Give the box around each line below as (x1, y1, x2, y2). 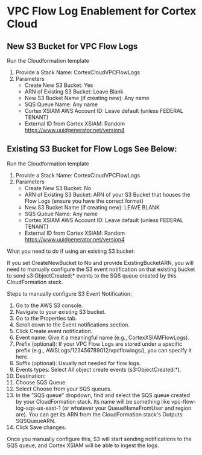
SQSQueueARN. (15, 417, 56, 424)
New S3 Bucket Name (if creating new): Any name (24, 95, 150, 101)
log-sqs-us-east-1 (15, 404, 61, 412)
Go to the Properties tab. (15, 314, 77, 322)
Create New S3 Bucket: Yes (24, 81, 93, 89)
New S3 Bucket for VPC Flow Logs (7, 41, 138, 51)
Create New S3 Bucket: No (24, 184, 92, 191)
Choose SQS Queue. (15, 378, 67, 386)
